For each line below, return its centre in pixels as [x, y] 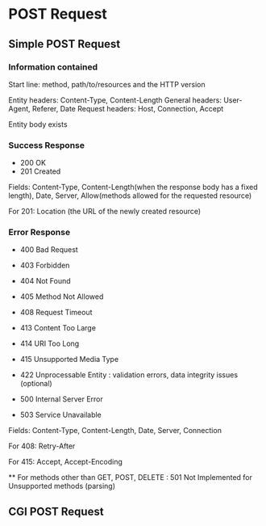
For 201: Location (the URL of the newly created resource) [105, 212]
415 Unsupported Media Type [69, 360]
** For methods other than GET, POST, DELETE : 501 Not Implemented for [130, 478]
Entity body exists [38, 124]
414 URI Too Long [50, 343]
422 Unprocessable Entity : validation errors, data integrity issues [129, 375]
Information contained [53, 67]
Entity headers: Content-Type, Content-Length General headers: [115, 100]
